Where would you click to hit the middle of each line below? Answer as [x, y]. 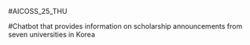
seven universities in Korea [52, 35]
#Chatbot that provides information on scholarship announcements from [125, 26]
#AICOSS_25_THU [38, 11]
